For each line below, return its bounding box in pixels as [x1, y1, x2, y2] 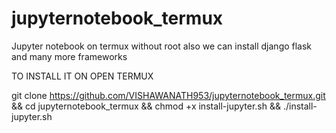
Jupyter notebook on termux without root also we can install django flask [11, 40, 313, 52]
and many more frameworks [11, 50, 128, 62]
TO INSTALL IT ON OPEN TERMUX [11, 70, 154, 82]
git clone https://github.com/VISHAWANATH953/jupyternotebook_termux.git [11, 89, 326, 101]
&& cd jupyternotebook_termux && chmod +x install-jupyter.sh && [11, 100, 281, 112]
